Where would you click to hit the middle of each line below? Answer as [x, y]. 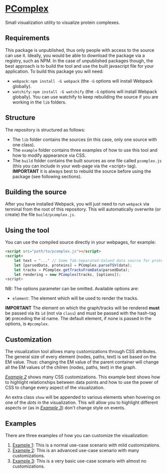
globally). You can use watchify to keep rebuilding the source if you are [85, 97]
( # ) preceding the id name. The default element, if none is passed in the [78, 319]
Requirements [27, 38]
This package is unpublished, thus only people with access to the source [80, 50]
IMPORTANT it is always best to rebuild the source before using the [82, 171]
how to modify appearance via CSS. [49, 155]
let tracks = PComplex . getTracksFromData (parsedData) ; [72, 270]
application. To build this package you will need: [54, 71]
